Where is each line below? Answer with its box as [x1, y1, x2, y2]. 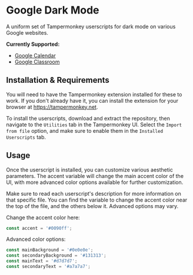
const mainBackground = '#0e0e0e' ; [6, 247, 94, 253]
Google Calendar [14, 52, 56, 59]
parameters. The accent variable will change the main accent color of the [6, 172, 184, 179]
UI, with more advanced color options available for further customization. [6, 179, 184, 186]
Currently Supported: [6, 41, 60, 48]
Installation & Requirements [6, 75, 110, 85]
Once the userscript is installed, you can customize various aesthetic [6, 166, 174, 173]
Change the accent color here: [6, 214, 81, 221]
